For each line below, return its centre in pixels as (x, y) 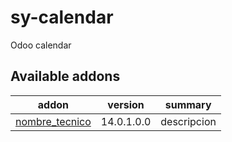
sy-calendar (62, 17)
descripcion (188, 121)
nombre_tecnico (53, 121)
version (126, 104)
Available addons (65, 76)
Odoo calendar (41, 45)
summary (188, 104)
